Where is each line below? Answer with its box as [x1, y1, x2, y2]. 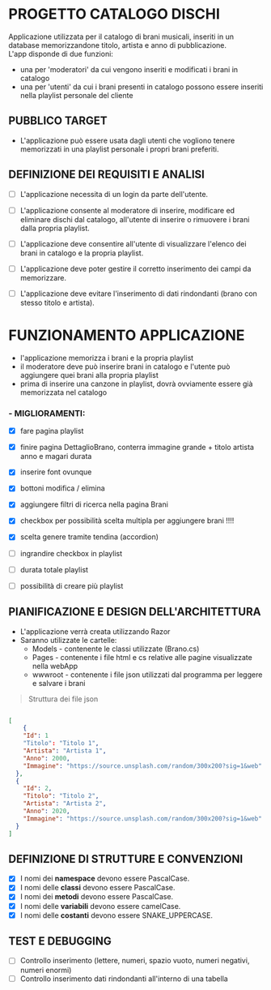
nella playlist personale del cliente [19, 90, 133, 100]
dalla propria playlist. [19, 223, 91, 233]
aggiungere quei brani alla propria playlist [19, 370, 159, 379]
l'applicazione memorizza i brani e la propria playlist [19, 353, 194, 362]
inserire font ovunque [19, 467, 92, 477]
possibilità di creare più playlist [19, 581, 124, 590]
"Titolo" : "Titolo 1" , [23, 739, 100, 748]
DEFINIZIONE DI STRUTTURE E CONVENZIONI [8, 852, 243, 866]
